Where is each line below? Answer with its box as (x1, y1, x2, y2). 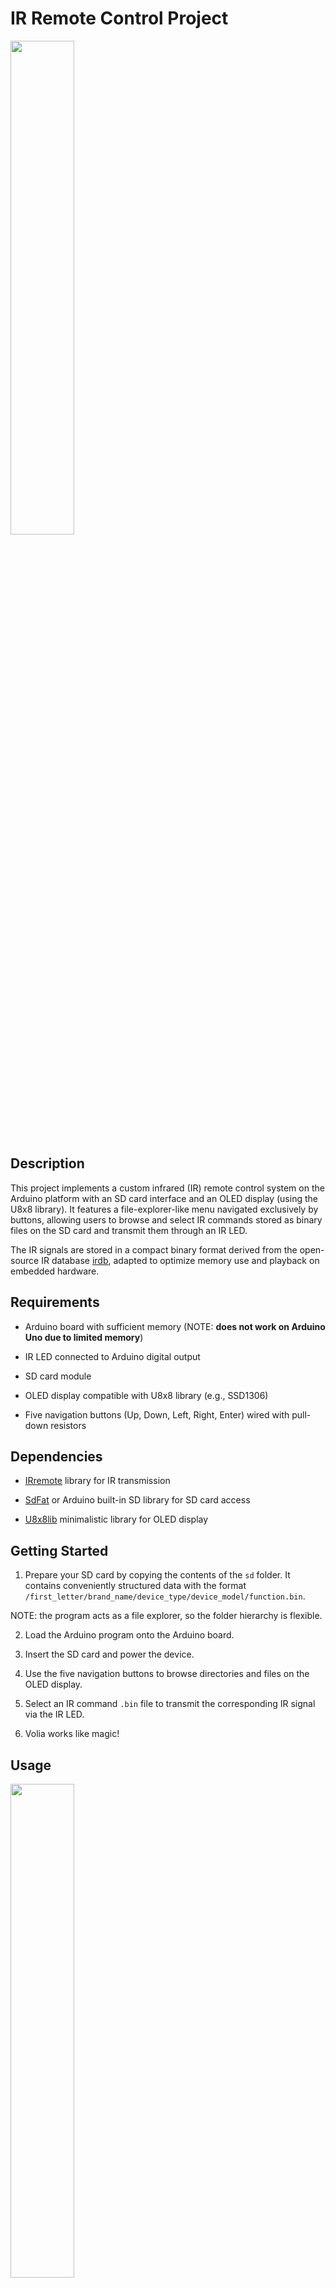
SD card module (24, 1370, 92, 1382)
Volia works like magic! (24, 1728, 120, 1740)
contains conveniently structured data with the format (24, 1580, 247, 1592)
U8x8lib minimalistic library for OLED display (24, 1513, 209, 1526)
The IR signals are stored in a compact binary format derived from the (10, 1243, 298, 1256)
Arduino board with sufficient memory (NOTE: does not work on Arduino (24, 1320, 326, 1332)
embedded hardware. (10, 1265, 100, 1277)
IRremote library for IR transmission (24, 1475, 171, 1487)
